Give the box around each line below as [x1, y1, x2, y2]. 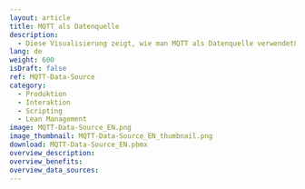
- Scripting [17, 106, 64, 115]
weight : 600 [9, 55, 54, 65]
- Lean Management [17, 114, 88, 124]
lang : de [9, 47, 43, 56]
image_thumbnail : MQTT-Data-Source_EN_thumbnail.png [9, 132, 213, 141]
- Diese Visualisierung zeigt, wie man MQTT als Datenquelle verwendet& [17, 38, 299, 48]
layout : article [9, 13, 71, 23]
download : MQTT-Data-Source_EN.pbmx [9, 140, 148, 149]
